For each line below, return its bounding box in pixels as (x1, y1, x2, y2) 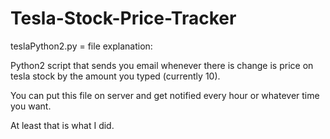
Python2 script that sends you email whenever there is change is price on (10, 59, 314, 71)
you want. (10, 100, 52, 112)
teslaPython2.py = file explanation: (10, 40, 153, 52)
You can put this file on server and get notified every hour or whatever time (10, 89, 320, 101)
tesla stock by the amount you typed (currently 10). (10, 70, 221, 82)
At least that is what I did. (10, 119, 115, 131)
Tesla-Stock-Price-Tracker (10, 7, 237, 30)
